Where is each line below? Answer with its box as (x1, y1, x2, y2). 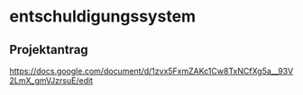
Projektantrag (9, 42, 88, 57)
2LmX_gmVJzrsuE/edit (9, 75, 93, 86)
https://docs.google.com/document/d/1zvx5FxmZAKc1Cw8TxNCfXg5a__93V (9, 65, 294, 76)
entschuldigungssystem (9, 6, 197, 27)
